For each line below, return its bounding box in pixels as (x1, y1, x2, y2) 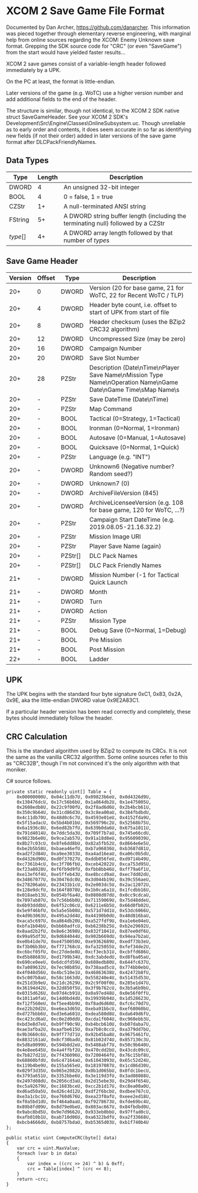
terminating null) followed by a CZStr (63, 219, 165, 227)
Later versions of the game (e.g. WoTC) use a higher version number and (6, 89, 183, 96)
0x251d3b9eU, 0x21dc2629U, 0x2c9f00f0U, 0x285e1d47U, (16, 980, 151, 986)
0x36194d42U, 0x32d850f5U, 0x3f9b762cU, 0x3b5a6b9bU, (16, 985, 151, 991)
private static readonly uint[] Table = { (6, 789, 112, 795)
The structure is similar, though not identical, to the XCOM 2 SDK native (6, 107, 180, 114)
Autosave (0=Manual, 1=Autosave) (89, 433, 186, 442)
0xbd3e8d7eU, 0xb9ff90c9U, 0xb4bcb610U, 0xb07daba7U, (16, 1021, 151, 1028)
